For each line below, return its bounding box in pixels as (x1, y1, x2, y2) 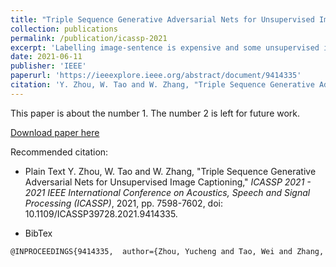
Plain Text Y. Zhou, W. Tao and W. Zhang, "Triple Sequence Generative (24, 165, 317, 177)
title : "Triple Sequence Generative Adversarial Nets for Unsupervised (10, 14, 315, 25)
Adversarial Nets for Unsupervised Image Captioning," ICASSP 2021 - (24, 176, 312, 188)
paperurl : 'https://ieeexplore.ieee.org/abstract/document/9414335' (10, 71, 302, 81)
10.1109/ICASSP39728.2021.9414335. (24, 207, 178, 220)
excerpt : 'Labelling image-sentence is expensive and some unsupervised (10, 42, 320, 53)
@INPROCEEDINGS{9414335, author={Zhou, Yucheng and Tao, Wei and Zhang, (10, 246, 325, 256)
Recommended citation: (10, 146, 109, 158)
